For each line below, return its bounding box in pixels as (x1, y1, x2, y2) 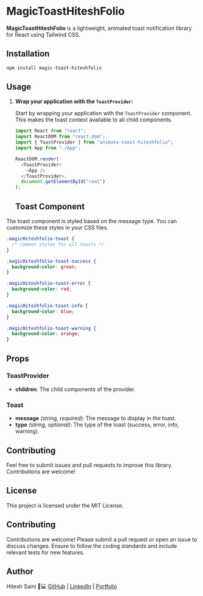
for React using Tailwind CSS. (6, 31, 81, 38)
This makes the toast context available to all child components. (15, 116, 173, 123)
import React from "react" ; (15, 128, 86, 134)
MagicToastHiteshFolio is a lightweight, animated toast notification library (6, 24, 192, 32)
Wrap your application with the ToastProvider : (15, 98, 134, 105)
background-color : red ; (12, 286, 72, 292)
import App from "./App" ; (15, 145, 81, 151)
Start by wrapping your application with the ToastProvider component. (15, 110, 192, 117)
